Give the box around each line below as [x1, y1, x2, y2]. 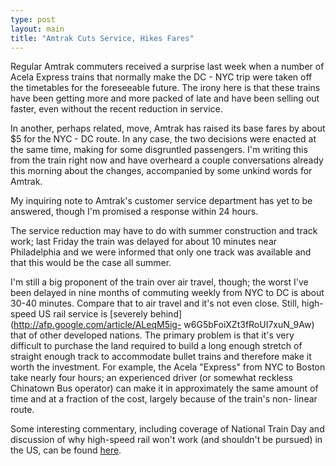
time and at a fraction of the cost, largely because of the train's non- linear [10, 393, 318, 405]
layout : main [10, 24, 65, 34]
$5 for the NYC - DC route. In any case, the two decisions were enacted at [10, 133, 317, 145]
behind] [149, 308, 183, 320]
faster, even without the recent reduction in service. [10, 103, 223, 115]
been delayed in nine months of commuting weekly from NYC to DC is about [10, 287, 325, 299]
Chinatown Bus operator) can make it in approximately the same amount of [10, 382, 319, 395]
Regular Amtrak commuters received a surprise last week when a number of [10, 61, 325, 73]
